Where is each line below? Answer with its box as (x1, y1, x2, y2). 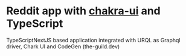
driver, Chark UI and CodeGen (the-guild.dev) (6, 43, 120, 50)
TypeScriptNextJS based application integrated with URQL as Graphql (6, 36, 181, 43)
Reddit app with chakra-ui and (6, 4, 161, 18)
